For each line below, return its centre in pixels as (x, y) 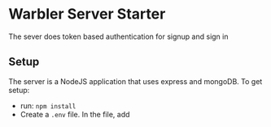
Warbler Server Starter (87, 14)
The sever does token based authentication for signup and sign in (118, 36)
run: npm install (48, 105)
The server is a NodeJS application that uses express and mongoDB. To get (135, 81)
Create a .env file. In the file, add (75, 114)
